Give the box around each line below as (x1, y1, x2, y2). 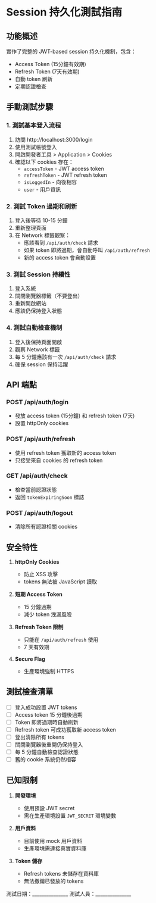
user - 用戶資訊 (23, 186, 61, 193)
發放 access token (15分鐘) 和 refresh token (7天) (14, 412, 135, 420)
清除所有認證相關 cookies (14, 523, 78, 530)
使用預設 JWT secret (23, 805, 75, 812)
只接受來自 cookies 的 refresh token (14, 457, 103, 464)
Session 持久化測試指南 (6, 5, 123, 19)
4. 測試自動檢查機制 (6, 324, 63, 332)
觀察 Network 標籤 (14, 346, 60, 353)
